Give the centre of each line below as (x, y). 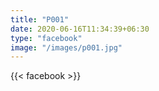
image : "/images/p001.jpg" (66, 47)
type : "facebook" (46, 38)
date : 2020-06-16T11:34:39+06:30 (80, 29)
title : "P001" (40, 19)
